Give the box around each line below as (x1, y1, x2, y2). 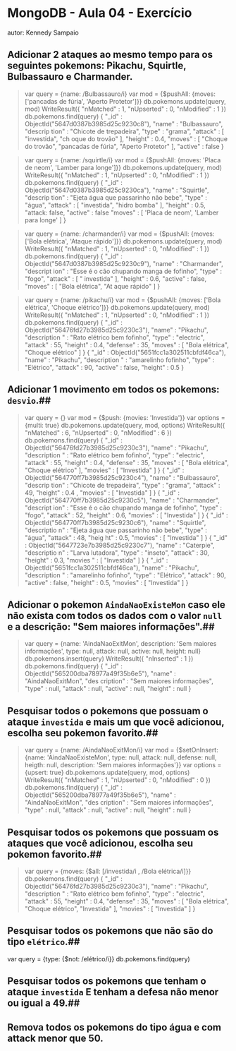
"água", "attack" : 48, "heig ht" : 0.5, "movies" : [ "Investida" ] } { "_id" (24, 533, 228, 541)
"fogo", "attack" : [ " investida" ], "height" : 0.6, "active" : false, (24, 274, 206, 283)
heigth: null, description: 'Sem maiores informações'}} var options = (24, 761, 222, 769)
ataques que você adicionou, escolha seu (7, 837, 194, 849)
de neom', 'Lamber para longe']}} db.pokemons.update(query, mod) (24, 163, 223, 172)
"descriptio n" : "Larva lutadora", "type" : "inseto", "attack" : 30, (24, 548, 210, 557)
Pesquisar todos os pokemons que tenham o (7, 975, 206, 987)
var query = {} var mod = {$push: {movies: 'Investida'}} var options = (24, 413, 225, 421)
